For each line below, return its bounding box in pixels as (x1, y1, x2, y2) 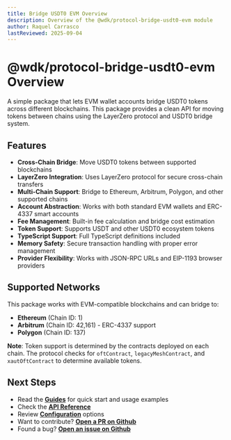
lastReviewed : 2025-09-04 (7, 29, 82, 37)
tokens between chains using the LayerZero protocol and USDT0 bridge (7, 112, 213, 120)
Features (7, 140, 47, 152)
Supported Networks (7, 282, 101, 293)
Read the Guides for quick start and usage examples (17, 395, 169, 403)
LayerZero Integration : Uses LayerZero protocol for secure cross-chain (17, 173, 223, 181)
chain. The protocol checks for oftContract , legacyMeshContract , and (7, 349, 205, 357)
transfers (17, 180, 44, 188)
